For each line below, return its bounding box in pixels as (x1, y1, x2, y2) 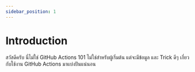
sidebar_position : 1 (5, 8, 57, 15)
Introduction (5, 34, 68, 47)
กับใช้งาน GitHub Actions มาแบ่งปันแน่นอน (5, 60, 96, 67)
